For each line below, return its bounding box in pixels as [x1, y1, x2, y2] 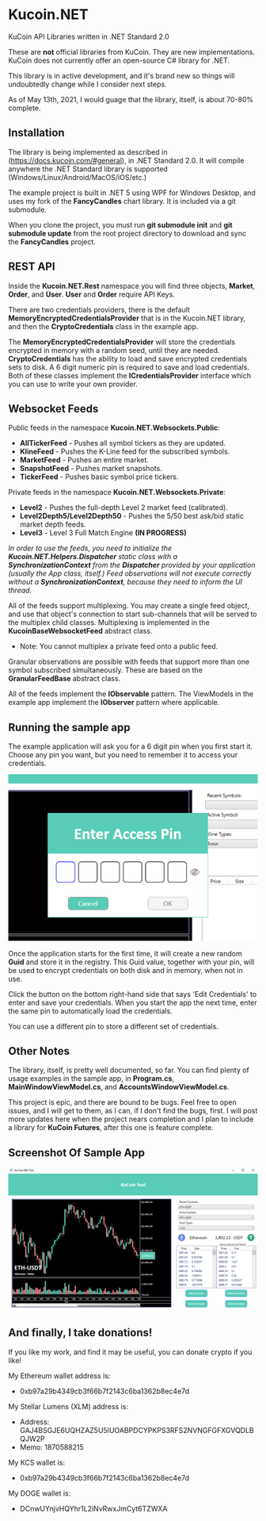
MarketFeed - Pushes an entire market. [19, 455, 149, 465]
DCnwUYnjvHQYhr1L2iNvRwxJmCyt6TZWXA [19, 1504, 168, 1513]
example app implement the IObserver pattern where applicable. [8, 698, 220, 707]
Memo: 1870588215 [19, 1442, 85, 1452]
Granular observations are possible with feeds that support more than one [8, 657, 250, 667]
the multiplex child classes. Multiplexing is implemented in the [8, 618, 210, 627]
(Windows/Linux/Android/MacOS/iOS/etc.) [8, 172, 147, 182]
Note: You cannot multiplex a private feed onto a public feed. [19, 642, 218, 651]
